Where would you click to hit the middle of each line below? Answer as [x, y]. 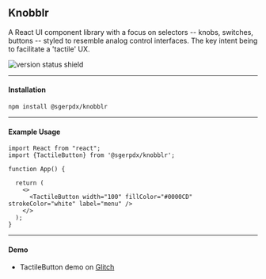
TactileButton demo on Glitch [67, 267]
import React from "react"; [55, 149]
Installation [27, 90]
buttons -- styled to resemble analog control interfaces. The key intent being [133, 40]
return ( [30, 183]
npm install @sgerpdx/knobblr [58, 107]
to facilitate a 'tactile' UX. [49, 49]
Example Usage [34, 132]
